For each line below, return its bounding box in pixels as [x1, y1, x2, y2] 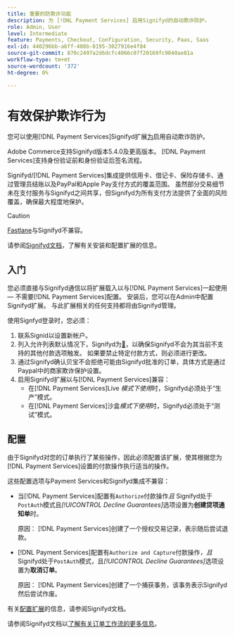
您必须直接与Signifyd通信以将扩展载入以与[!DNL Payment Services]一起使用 [7, 284, 227, 292]
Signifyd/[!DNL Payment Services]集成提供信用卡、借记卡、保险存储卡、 [7, 171, 217, 180]
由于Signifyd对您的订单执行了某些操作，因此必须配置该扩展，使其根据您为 [7, 453, 222, 462]
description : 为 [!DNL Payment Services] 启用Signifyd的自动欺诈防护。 [7, 17, 210, 24]
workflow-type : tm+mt [7, 56, 71, 63]
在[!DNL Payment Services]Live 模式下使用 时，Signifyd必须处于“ [27, 384, 216, 393]
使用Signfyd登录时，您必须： [7, 316, 91, 325]
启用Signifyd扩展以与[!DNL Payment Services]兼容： [17, 375, 170, 384]
